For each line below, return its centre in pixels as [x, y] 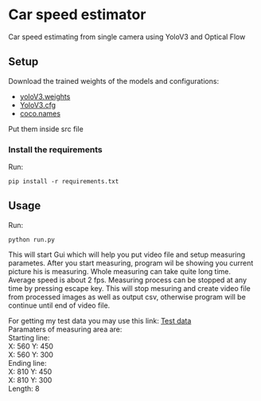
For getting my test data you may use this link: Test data [100, 320]
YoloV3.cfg [38, 104]
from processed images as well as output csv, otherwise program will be [127, 297]
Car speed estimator [77, 15]
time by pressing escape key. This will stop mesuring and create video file [129, 288]
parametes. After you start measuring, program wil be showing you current [131, 263]
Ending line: [27, 363]
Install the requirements [55, 149]
